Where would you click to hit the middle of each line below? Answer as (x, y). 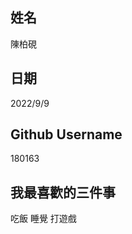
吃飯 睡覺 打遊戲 (43, 219)
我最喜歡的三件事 (63, 192)
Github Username (66, 134)
